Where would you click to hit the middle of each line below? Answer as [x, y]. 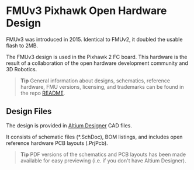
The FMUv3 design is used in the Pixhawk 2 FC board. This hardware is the [97, 57]
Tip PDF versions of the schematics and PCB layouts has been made [103, 154]
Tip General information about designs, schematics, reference [95, 81]
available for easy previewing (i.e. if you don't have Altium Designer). [103, 160]
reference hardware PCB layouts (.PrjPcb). [57, 143]
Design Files [29, 111]
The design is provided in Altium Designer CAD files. [69, 125]
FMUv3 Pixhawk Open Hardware [86, 11]
